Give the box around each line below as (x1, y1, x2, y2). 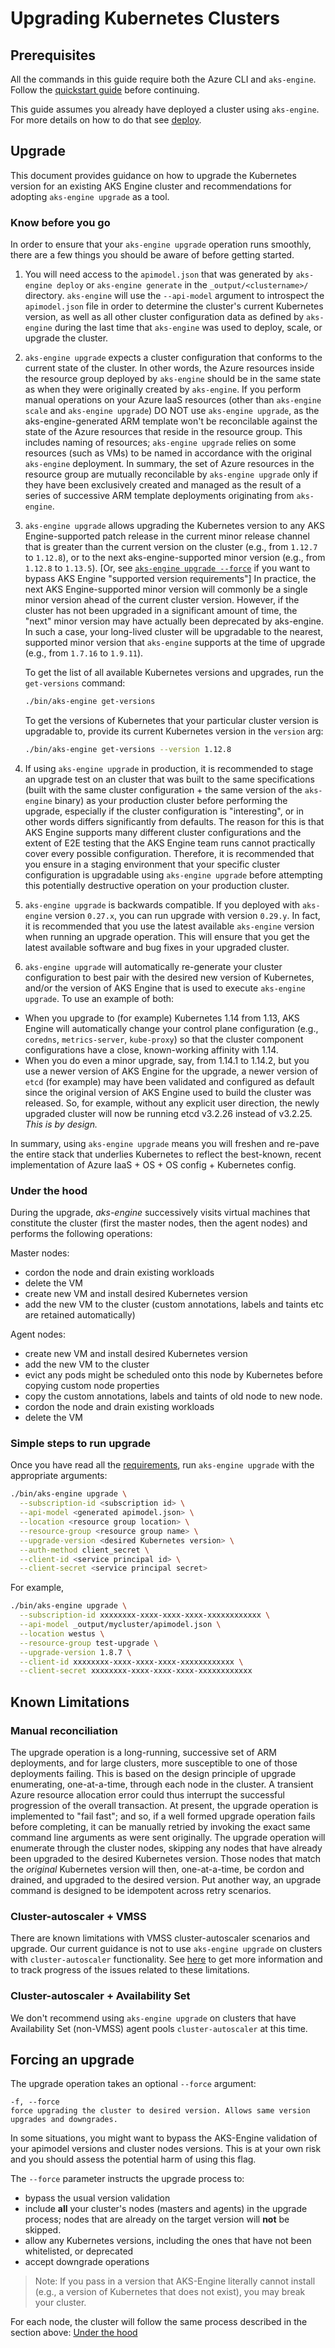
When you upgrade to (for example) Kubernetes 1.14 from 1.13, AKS (24, 1012, 300, 1024)
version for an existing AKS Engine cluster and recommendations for (10, 180, 292, 192)
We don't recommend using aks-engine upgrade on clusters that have (10, 2012, 297, 2024)
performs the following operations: (10, 1228, 153, 1240)
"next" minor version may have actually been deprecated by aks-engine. (24, 615, 324, 627)
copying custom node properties (24, 1380, 160, 1392)
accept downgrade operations (24, 2256, 150, 2268)
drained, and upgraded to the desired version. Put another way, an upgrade (10, 1874, 322, 1886)
